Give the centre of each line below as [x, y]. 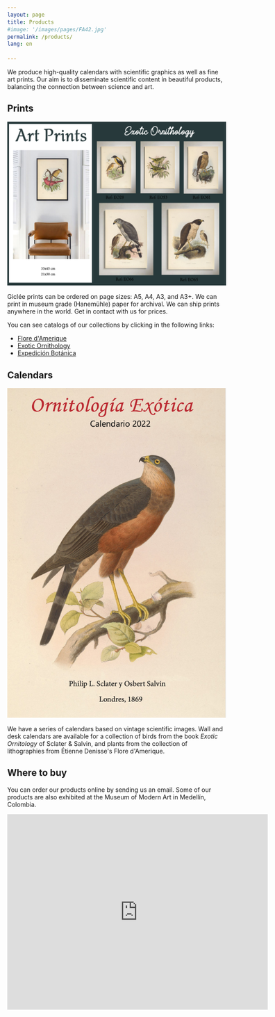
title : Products [31, 22]
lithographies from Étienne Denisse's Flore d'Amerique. [86, 751]
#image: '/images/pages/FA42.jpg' [57, 29]
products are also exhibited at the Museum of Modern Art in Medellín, [107, 797]
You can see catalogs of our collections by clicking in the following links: [111, 325]
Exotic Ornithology [44, 346]
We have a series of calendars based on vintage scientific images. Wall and [115, 729]
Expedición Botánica [47, 353]
